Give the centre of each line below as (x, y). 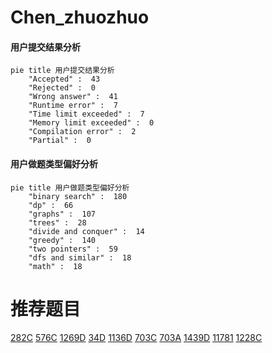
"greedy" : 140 (62, 240)
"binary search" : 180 (78, 196)
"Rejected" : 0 (62, 88)
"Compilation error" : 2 (82, 132)
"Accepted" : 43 (64, 79)
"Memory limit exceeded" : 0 (91, 123)
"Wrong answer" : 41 (73, 97)
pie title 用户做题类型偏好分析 (70, 187)
